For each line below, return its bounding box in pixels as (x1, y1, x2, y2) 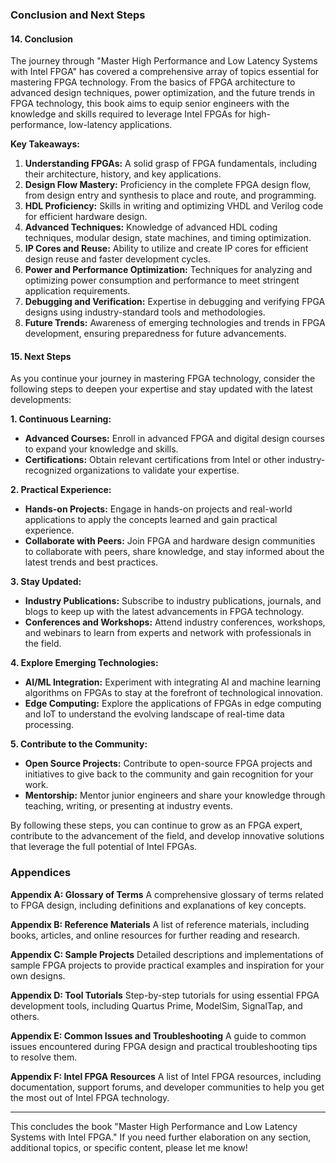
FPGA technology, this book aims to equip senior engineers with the (10, 98, 290, 110)
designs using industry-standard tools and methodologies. (24, 306, 266, 318)
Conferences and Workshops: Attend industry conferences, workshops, (24, 616, 326, 628)
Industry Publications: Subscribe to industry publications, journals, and (24, 595, 322, 607)
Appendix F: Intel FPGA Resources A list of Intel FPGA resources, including (10, 1070, 322, 1082)
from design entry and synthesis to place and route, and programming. (24, 189, 317, 202)
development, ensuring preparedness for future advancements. (24, 328, 287, 340)
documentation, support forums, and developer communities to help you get (10, 1081, 325, 1093)
